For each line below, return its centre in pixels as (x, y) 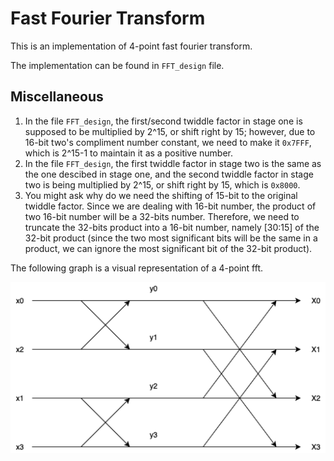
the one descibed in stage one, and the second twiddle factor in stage (169, 174)
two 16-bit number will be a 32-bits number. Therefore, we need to (162, 216)
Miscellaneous (57, 97)
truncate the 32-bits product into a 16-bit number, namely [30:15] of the (172, 227)
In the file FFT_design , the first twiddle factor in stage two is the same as (173, 163)
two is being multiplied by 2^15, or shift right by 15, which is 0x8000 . (162, 184)
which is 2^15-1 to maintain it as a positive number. (129, 153)
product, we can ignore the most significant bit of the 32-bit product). (168, 248)
